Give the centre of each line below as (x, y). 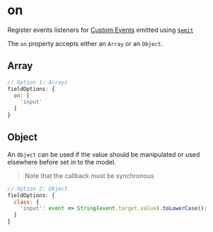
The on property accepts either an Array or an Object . (85, 43)
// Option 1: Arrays (38, 82)
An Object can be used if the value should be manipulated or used (104, 154)
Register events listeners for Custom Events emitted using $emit (100, 30)
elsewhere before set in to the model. (62, 162)
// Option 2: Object (38, 189)
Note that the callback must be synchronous (89, 175)
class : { (27, 202)
